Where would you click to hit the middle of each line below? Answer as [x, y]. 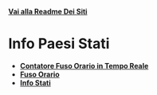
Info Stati [35, 82]
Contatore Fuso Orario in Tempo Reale [84, 65]
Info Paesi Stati [59, 44]
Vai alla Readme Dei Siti [48, 12]
